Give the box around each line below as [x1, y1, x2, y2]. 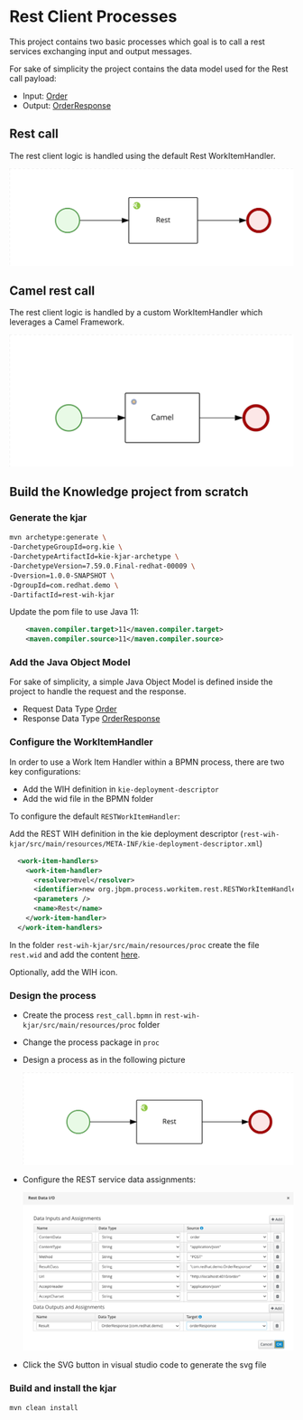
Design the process [9, 989, 96, 1002]
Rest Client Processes [9, 6, 178, 27]
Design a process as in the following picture [22, 1055, 186, 1066]
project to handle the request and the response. [9, 686, 187, 697]
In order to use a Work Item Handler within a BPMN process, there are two [9, 757, 285, 767]
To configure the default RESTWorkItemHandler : [9, 811, 180, 822]
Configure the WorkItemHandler [9, 736, 153, 748]
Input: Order [22, 90, 68, 101]
